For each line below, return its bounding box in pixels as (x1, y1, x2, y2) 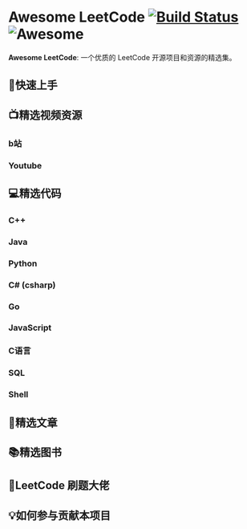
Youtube (8, 160, 43, 171)
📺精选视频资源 (8, 108, 83, 122)
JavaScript (8, 322, 52, 333)
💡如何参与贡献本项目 (8, 508, 111, 522)
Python (8, 258, 38, 269)
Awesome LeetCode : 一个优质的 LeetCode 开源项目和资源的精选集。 (8, 52, 237, 62)
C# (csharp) (8, 279, 56, 291)
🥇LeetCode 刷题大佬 (8, 478, 110, 493)
